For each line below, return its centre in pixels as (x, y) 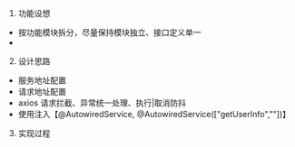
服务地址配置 (42, 80)
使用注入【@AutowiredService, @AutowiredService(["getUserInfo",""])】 (154, 114)
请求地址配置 (42, 92)
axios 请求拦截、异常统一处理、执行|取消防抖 (102, 103)
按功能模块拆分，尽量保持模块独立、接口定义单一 (109, 32)
